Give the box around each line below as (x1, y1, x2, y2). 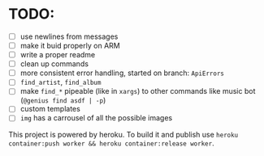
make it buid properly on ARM (19, 41, 120, 50)
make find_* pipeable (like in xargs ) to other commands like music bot (19, 86, 256, 96)
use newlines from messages (19, 32, 119, 41)
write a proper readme (19, 50, 96, 60)
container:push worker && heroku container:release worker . (8, 138, 214, 148)
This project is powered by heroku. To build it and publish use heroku (8, 129, 239, 139)
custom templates (19, 104, 81, 114)
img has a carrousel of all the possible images (19, 113, 173, 123)
